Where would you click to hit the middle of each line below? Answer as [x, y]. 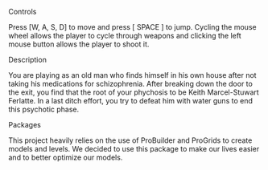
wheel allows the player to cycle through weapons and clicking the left [125, 36]
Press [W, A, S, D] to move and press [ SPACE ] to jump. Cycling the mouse [132, 27]
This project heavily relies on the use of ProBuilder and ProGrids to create [130, 140]
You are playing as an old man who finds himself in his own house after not [132, 75]
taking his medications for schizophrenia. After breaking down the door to [131, 84]
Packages [25, 125]
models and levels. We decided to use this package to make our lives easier [134, 149]
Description [27, 60]
